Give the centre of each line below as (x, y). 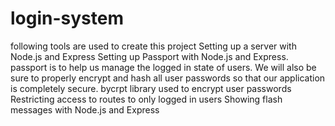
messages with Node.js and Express (85, 109)
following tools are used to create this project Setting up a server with (153, 46)
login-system (67, 18)
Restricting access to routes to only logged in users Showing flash (146, 99)
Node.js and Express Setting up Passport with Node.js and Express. (149, 56)
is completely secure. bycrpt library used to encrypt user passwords (151, 88)
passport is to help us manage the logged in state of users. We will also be (163, 67)
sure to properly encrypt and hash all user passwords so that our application (168, 78)
